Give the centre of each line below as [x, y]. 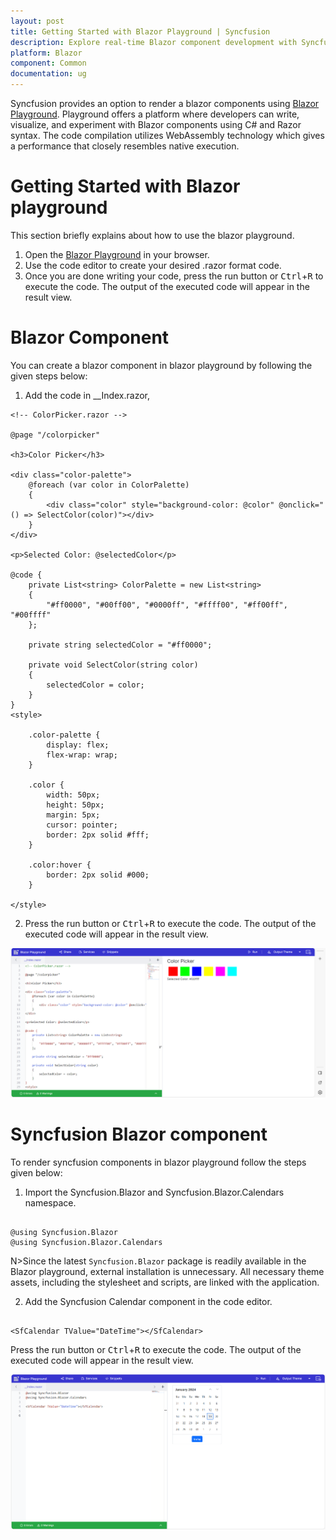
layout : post [37, 21]
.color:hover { [60, 865]
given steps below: [49, 376]
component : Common [48, 63]
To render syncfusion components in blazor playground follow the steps [158, 1162]
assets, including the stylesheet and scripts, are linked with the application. [165, 1282]
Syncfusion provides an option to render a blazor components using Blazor [165, 103]
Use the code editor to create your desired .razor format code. [153, 265]
